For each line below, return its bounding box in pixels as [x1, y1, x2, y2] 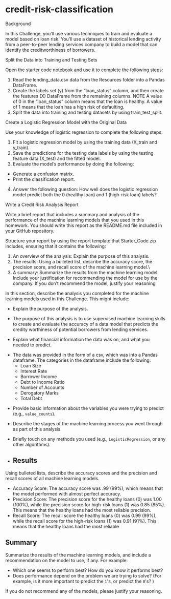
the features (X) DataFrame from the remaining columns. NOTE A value [12, 93, 162, 99]
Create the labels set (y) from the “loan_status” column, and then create [12, 87, 164, 93]
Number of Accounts [20, 384, 65, 390]
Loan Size [20, 362, 42, 368]
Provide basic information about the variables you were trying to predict [12, 405, 164, 411]
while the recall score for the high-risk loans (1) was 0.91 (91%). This [12, 518, 157, 524]
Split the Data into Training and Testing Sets [5, 56, 97, 63]
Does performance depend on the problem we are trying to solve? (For [12, 572, 162, 579]
